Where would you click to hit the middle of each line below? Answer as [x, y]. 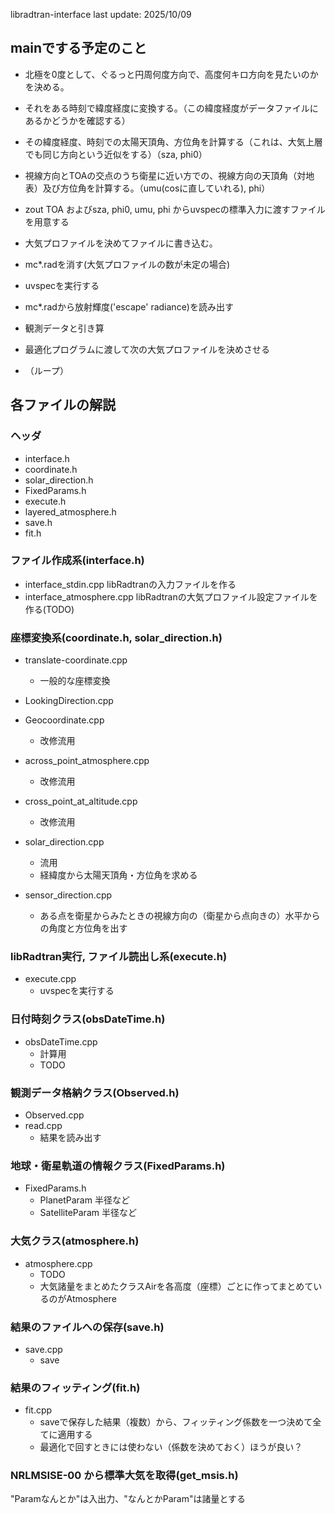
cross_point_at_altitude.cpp [81, 801]
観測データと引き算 [64, 328]
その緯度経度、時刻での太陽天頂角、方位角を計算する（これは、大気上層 [173, 141]
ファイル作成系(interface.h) [77, 561]
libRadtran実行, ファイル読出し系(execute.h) [119, 957]
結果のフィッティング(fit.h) [75, 1387]
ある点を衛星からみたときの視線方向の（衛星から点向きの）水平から [180, 916]
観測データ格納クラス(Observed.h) [95, 1092]
